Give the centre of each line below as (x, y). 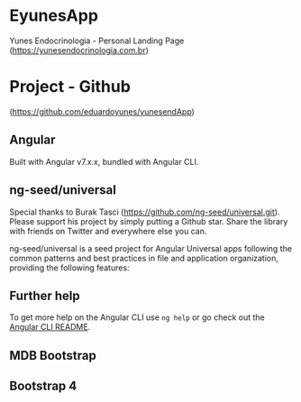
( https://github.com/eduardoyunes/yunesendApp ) (102, 111)
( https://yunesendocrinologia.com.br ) (79, 50)
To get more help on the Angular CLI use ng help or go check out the (137, 317)
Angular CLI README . (50, 327)
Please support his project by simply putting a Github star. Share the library (149, 221)
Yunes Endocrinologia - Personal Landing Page (97, 41)
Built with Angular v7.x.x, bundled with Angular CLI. (104, 161)
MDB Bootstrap (53, 356)
